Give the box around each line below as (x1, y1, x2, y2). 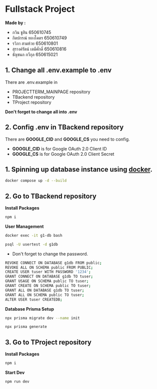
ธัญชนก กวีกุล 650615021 (12, 51, 58, 57)
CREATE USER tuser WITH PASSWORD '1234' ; (5, 270, 91, 275)
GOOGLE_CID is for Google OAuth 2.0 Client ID (12, 145, 107, 151)
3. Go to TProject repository (5, 338, 92, 346)
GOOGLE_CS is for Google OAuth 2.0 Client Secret (12, 151, 114, 157)
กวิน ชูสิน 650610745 (12, 29, 52, 35)
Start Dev (5, 370, 25, 375)
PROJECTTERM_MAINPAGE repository (12, 89, 91, 95)
